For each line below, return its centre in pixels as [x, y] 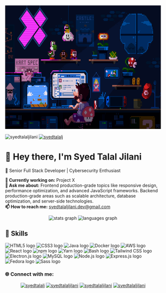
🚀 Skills [17, 233]
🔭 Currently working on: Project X [40, 180]
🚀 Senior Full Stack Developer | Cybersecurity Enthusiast [63, 170]
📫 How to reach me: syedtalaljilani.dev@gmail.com [58, 207]
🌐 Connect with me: [30, 274]
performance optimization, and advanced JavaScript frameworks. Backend [82, 190]
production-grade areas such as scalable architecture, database [70, 196]
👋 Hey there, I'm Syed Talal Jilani [73, 157]
